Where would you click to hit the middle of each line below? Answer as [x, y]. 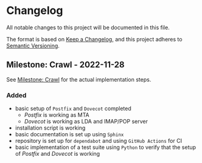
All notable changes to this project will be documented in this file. [88, 27]
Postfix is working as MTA [57, 115]
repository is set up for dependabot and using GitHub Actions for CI [99, 141]
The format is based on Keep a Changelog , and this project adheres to [94, 39]
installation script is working [50, 128]
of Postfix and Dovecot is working [57, 154]
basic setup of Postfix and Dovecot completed [73, 109]
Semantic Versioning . [33, 46]
